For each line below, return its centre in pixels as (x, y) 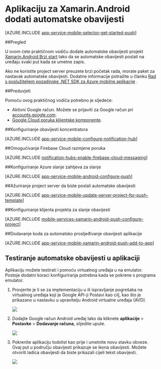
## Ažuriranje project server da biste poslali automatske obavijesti (70, 186)
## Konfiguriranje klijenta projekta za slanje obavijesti (58, 209)
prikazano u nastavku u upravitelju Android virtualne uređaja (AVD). (79, 300)
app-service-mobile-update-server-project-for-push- (95, 195)
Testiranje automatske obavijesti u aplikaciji (73, 258)
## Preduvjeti (18, 91)
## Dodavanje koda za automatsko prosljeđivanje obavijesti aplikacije (73, 233)
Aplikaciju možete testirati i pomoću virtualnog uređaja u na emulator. (74, 270)
